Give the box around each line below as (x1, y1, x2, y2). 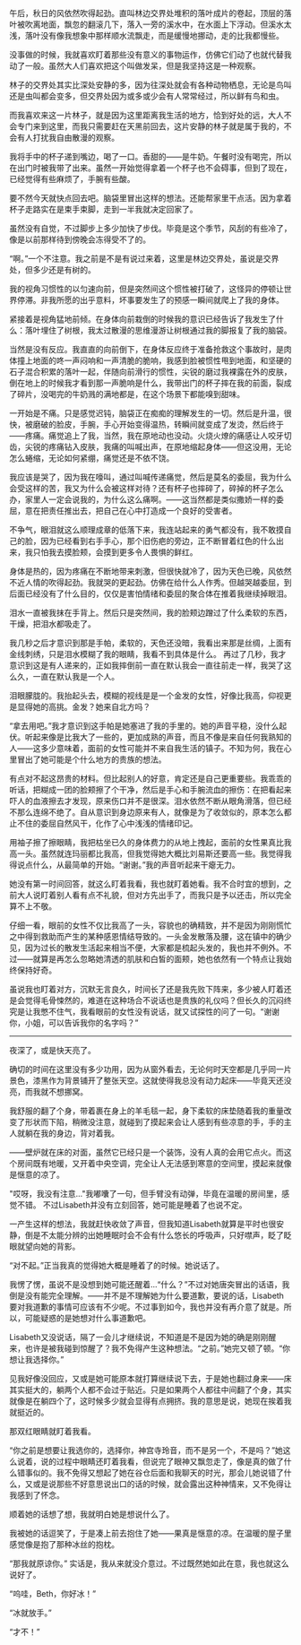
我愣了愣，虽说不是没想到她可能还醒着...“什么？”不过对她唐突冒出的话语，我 (9, 1279, 290, 1289)
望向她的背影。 (24, 1241, 81, 1251)
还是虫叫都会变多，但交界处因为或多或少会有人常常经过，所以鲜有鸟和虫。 (9, 91, 284, 101)
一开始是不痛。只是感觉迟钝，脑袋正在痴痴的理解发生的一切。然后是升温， (9, 408, 284, 419)
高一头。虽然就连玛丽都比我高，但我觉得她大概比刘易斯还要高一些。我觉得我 (9, 848, 292, 859)
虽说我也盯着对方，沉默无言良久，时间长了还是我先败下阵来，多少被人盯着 (9, 984, 284, 994)
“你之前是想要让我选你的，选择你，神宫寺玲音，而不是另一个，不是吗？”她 (9, 1445, 284, 1455)
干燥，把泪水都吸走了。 (9, 619, 96, 629)
